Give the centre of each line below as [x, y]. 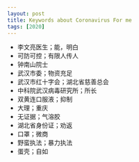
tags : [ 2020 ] [26, 26]
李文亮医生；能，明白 [48, 47]
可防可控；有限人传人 [48, 56]
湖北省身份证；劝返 [45, 125]
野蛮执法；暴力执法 [45, 143]
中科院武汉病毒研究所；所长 [57, 90]
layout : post [26, 14]
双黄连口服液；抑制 [45, 99]
